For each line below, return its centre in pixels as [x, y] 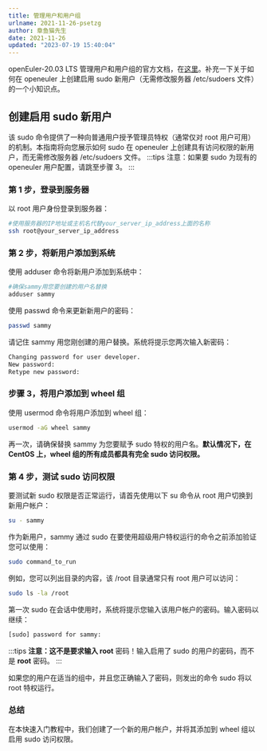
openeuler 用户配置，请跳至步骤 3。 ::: [72, 167]
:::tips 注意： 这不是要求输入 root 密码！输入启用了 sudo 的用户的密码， [124, 651]
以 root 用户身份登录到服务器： [59, 209]
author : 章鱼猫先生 [37, 30]
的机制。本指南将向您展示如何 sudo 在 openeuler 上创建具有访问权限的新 [128, 147]
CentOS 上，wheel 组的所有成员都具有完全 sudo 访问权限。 [106, 454]
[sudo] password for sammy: [55, 635]
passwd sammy [30, 326]
